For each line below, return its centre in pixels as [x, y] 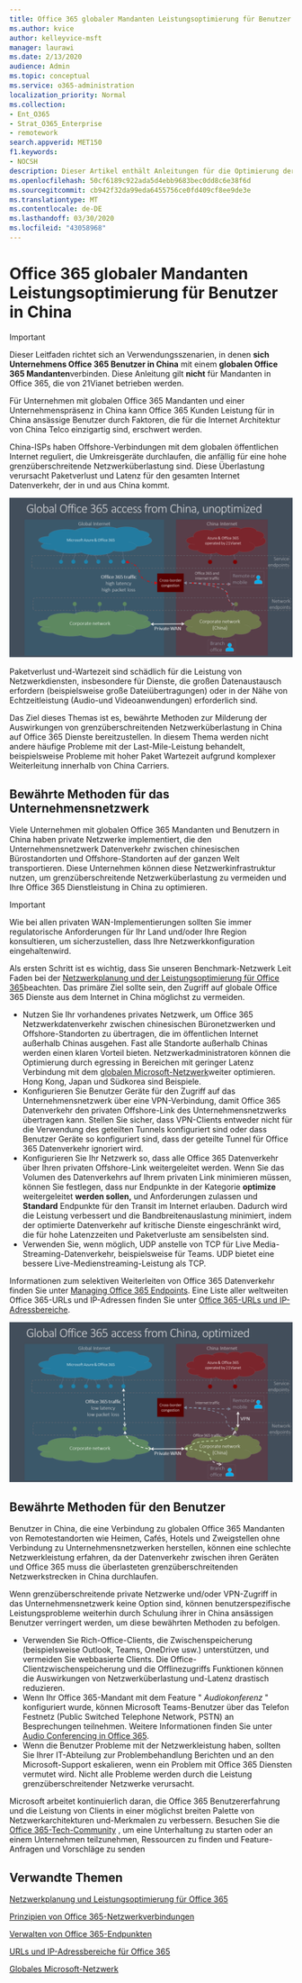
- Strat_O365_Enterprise [56, 123]
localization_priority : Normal [68, 95]
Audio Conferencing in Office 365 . [86, 1736]
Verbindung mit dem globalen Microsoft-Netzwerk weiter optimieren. [149, 1072]
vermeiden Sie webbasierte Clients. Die [95, 1660]
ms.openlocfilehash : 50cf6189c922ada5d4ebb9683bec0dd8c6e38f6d [130, 180]
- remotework [34, 133]
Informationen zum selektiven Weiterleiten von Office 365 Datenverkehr [142, 1281]
